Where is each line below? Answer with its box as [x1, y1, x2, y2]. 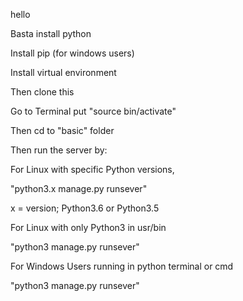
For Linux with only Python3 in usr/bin [10, 222, 167, 233]
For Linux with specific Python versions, [10, 164, 175, 175]
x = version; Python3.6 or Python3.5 [10, 202, 160, 214]
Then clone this [10, 86, 75, 98]
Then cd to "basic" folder [10, 125, 115, 136]
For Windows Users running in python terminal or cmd [10, 260, 234, 272]
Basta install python [10, 28, 92, 39]
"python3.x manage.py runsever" [10, 183, 148, 194]
